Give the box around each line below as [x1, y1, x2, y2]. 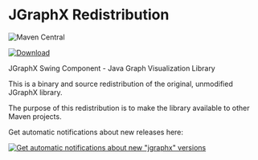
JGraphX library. [8, 87, 63, 97]
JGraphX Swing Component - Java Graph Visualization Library [8, 63, 215, 73]
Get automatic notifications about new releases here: [8, 127, 183, 137]
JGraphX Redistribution [8, 6, 170, 24]
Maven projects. [8, 111, 62, 121]
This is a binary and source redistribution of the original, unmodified [8, 79, 233, 88]
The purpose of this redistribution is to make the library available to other [8, 103, 250, 113]
